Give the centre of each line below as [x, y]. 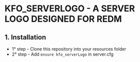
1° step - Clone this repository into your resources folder [69, 49]
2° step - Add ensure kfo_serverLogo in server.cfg [63, 54]
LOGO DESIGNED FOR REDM [63, 19]
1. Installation [25, 37]
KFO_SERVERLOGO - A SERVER [70, 9]
